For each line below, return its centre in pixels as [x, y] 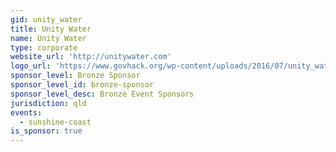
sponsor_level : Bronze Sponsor [75, 76]
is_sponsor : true [46, 131]
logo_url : [31, 66]
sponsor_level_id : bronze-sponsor [82, 85]
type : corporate [44, 47]
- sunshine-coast [55, 122]
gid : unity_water [46, 19]
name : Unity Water [48, 38]
